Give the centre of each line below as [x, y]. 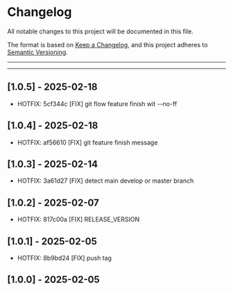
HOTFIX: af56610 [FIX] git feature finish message [87, 142]
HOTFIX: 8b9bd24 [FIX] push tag [64, 258]
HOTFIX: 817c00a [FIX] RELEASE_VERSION [78, 219]
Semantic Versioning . [37, 52]
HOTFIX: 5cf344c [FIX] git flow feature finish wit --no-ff [97, 103]
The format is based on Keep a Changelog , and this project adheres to [107, 44]
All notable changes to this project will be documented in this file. [101, 31]
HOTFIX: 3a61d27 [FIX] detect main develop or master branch [105, 181]
